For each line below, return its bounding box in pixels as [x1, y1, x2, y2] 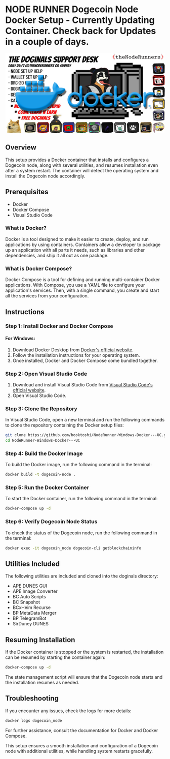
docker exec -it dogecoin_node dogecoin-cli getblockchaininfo [5, 545, 142, 551]
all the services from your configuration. [5, 293, 89, 299]
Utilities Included [5, 559, 60, 568]
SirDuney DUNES [12, 621, 49, 627]
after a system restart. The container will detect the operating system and [5, 167, 158, 173]
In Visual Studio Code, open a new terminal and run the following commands [5, 417, 165, 423]
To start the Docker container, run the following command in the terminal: [5, 496, 158, 502]
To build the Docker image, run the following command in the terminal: [5, 462, 152, 468]
